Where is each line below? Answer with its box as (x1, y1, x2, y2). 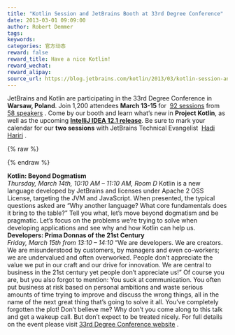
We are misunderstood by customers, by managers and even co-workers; (7, 246, 220, 255)
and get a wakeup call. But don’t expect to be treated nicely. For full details (7, 313, 222, 321)
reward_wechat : (7, 62, 52, 69)
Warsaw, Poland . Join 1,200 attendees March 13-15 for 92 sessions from (7, 102, 220, 110)
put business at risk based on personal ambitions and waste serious (7, 283, 204, 292)
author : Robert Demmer (7, 23, 73, 30)
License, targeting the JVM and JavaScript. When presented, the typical (7, 194, 215, 202)
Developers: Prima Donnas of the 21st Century (7, 231, 145, 239)
